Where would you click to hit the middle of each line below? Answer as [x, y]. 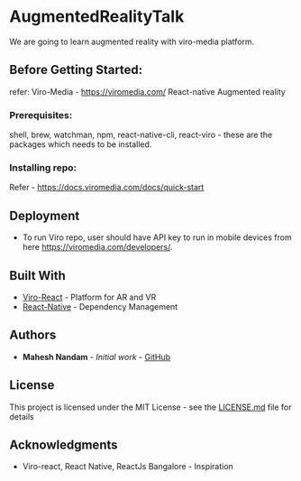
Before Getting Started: [76, 70]
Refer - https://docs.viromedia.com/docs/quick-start [107, 188]
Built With [37, 276]
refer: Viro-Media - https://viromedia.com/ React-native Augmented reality [147, 91]
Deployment [45, 215]
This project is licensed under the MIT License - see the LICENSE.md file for [150, 407]
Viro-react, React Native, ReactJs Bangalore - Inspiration [128, 467]
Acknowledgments [64, 444]
